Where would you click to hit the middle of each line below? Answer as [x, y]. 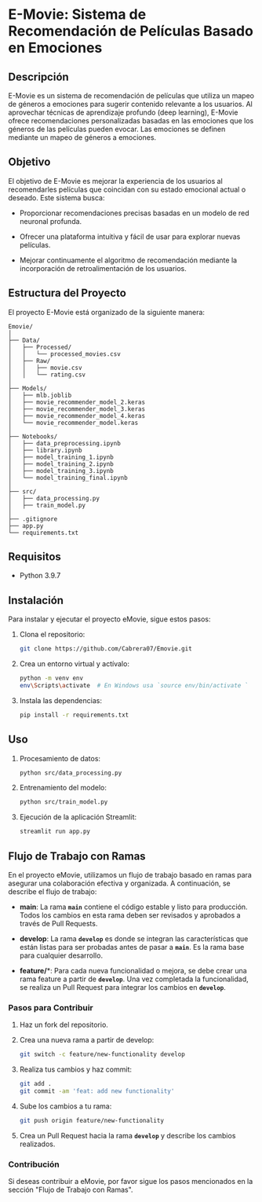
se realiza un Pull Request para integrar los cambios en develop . [122, 987]
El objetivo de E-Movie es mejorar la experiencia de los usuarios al [116, 181]
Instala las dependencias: [60, 700]
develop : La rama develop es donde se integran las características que [134, 939]
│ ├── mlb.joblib [40, 395]
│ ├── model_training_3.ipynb [61, 471]
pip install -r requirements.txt [74, 715]
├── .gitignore [33, 519]
